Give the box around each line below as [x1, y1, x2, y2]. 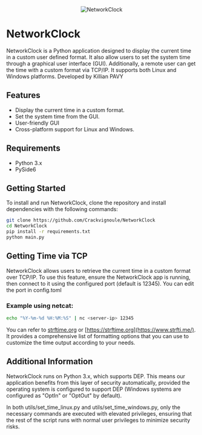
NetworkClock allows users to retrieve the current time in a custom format [6, 267, 191, 274]
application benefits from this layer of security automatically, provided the [6, 379, 191, 386]
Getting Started [6, 183, 66, 193]
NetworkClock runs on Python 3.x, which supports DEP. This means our [6, 372, 186, 380]
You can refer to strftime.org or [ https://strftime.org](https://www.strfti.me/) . [6, 326, 196, 333]
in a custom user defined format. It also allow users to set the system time [6, 53, 191, 61]
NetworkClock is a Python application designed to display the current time [6, 47, 192, 54]
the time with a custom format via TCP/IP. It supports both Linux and [6, 66, 177, 73]
